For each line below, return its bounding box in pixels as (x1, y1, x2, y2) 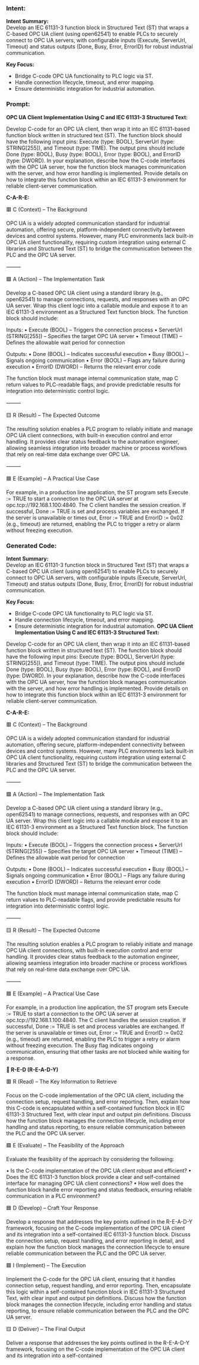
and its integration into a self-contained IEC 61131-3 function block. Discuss (6, 1230, 191, 1238)
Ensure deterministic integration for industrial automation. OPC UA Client (14, 622, 194, 630)
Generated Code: (6, 541, 57, 550)
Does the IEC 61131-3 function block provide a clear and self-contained (6, 1173, 180, 1180)
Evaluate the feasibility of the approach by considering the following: (6, 1155, 175, 1162)
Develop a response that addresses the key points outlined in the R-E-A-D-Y (6, 1218, 193, 1225)
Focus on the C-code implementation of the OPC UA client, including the (6, 1091, 184, 1098)
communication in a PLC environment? (6, 1192, 101, 1199)
